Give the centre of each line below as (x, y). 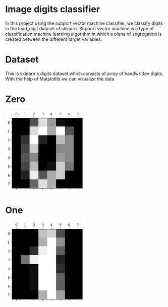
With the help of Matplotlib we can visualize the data (60, 79)
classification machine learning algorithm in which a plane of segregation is (83, 34)
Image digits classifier (52, 9)
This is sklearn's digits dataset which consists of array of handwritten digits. (84, 73)
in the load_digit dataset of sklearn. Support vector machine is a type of (79, 28)
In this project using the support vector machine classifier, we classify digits (84, 23)
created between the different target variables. (54, 39)
